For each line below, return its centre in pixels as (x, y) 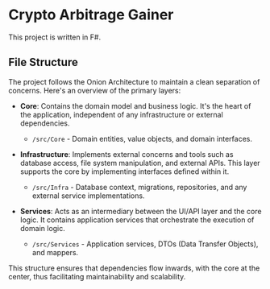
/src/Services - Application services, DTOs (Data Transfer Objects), (145, 244)
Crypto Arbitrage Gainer (91, 15)
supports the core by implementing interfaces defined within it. (125, 171)
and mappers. (55, 252)
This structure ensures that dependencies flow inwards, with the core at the (134, 268)
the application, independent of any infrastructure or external (121, 114)
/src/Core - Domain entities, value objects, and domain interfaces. (142, 138)
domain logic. (43, 228)
